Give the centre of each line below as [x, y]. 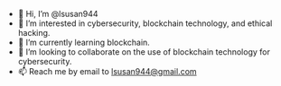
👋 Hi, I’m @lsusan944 [58, 14]
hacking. [34, 33]
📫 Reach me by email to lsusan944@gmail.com [107, 71]
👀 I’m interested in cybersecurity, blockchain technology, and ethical [145, 23]
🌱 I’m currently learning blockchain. [84, 42]
